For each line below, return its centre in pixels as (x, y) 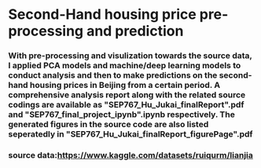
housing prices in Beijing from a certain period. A (125, 86)
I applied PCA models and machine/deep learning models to (125, 66)
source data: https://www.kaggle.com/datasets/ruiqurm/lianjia (131, 155)
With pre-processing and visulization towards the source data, (130, 56)
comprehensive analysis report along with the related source (127, 95)
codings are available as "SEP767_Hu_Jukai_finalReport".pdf (126, 105)
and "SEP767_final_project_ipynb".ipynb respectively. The (122, 115)
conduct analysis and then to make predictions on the (113, 75)
